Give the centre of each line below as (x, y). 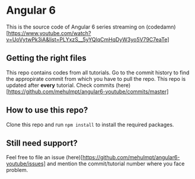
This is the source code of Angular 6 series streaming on (76, 27)
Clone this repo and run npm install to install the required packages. (90, 124)
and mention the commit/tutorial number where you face (116, 164)
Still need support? (42, 143)
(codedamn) (161, 27)
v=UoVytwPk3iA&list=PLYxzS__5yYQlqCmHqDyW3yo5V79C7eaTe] (88, 39)
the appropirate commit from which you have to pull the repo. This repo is (96, 78)
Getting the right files (47, 58)
